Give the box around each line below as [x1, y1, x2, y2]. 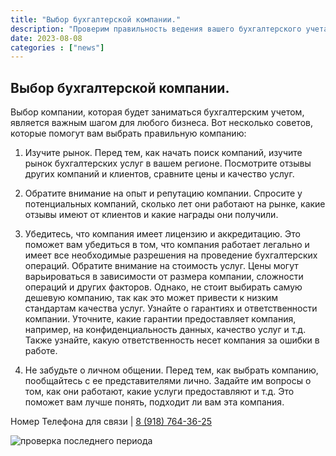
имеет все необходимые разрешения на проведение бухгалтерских [24, 249, 318, 261]
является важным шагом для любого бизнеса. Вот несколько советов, [10, 117, 313, 129]
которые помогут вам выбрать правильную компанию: [10, 127, 247, 140]
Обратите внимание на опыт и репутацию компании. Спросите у [24, 187, 303, 200]
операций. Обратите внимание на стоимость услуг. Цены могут [24, 260, 299, 272]
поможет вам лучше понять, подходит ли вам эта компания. [24, 396, 285, 408]
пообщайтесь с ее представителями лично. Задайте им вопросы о [24, 375, 312, 387]
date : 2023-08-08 [10, 33, 83, 43]
